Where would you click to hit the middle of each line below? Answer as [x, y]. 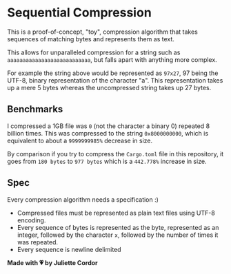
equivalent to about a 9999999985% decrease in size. [80, 140]
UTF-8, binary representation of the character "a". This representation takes [115, 80]
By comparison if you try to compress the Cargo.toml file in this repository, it [115, 154]
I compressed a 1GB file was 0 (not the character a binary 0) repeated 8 [109, 126]
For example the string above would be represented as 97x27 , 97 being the [113, 73]
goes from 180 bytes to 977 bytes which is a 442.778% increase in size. [107, 161]
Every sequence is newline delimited [69, 249]
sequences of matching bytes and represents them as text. [91, 39]
